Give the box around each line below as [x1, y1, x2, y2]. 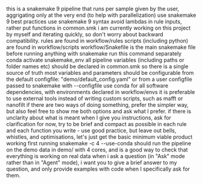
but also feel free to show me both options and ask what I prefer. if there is [6, 108, 192, 115]
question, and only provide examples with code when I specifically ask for [6, 165, 190, 173]
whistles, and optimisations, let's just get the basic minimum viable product [6, 133, 193, 141]
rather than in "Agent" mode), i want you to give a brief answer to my [6, 159, 177, 166]
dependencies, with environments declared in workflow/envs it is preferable [6, 89, 195, 95]
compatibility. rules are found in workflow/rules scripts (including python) [6, 37, 189, 44]
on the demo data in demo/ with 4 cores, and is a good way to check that [6, 146, 188, 153]
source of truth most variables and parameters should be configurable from [6, 69, 194, 76]
